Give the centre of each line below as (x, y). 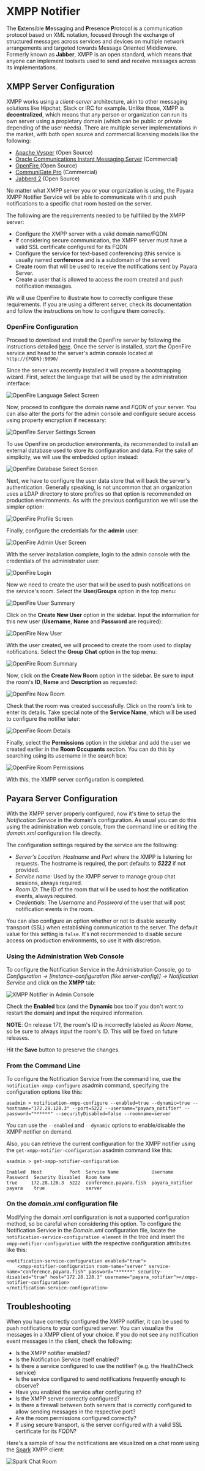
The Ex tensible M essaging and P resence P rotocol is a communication (95, 28)
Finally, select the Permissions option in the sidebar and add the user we (99, 743)
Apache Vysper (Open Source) (54, 152)
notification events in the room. (54, 908)
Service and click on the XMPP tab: (51, 983)
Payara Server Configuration (62, 799)
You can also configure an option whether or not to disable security (91, 921)
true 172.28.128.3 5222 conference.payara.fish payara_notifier (99, 1183)
